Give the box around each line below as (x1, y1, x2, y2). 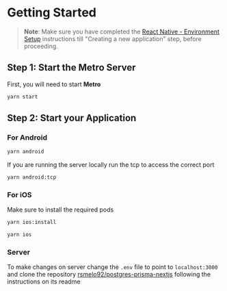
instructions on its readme (7, 277, 81, 286)
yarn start (7, 93, 38, 100)
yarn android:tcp (7, 174, 57, 181)
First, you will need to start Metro (7, 80, 101, 88)
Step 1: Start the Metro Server (7, 62, 136, 73)
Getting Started (7, 5, 97, 21)
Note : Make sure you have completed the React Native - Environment (23, 27, 220, 36)
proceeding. (23, 42, 58, 50)
